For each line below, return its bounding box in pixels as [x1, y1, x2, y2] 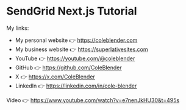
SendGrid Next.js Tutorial [6, 4, 137, 18]
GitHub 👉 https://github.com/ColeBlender [15, 64, 122, 71]
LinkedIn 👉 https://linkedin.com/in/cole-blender [15, 82, 137, 89]
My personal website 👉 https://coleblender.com [15, 36, 138, 44]
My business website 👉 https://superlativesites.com [15, 46, 148, 53]
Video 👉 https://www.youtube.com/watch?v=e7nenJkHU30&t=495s [6, 96, 180, 104]
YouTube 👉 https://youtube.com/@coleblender [15, 55, 135, 62]
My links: [6, 24, 29, 32]
